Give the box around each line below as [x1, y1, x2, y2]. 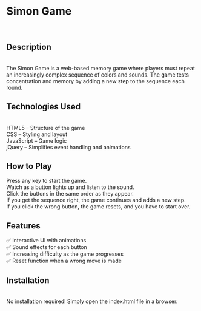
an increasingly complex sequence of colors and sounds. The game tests [6, 71, 189, 78]
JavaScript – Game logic [6, 137, 67, 144]
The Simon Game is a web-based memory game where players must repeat [6, 64, 196, 72]
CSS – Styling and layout [6, 131, 68, 138]
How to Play [6, 161, 53, 171]
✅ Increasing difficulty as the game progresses [6, 250, 124, 258]
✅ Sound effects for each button [6, 244, 88, 251]
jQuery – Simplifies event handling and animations [6, 143, 131, 151]
